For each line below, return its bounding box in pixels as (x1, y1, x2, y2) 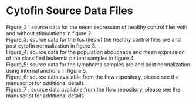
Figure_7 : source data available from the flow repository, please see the (6, 86, 181, 93)
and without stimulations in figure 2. (6, 29, 93, 36)
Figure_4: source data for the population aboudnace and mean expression (6, 48, 185, 55)
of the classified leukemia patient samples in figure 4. (6, 55, 136, 62)
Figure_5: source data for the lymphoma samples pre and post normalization (6, 60, 191, 68)
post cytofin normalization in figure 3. (6, 42, 97, 49)
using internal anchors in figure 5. (6, 67, 87, 74)
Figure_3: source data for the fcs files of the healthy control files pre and (6, 36, 181, 43)
